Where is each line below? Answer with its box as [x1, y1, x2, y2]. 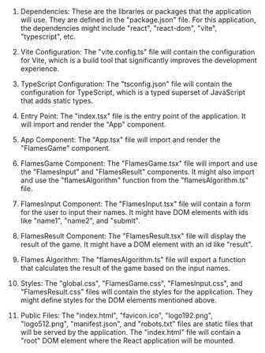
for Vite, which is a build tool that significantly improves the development [20, 55, 257, 65]
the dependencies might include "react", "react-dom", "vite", [20, 24, 218, 32]
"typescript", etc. [20, 32, 77, 41]
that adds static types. [20, 96, 94, 105]
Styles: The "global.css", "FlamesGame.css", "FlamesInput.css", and [20, 279, 243, 287]
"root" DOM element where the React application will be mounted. [20, 336, 235, 345]
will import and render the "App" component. [20, 120, 166, 129]
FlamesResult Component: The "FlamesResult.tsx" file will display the [20, 231, 247, 240]
